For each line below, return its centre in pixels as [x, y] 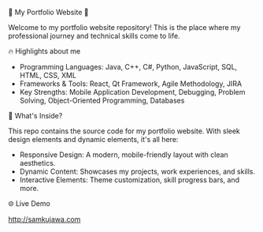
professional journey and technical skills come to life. [94, 36]
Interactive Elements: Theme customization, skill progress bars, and [130, 180]
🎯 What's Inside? [35, 116]
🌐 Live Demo [30, 204]
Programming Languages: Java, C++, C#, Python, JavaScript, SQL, [128, 67]
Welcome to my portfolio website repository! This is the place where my [124, 27]
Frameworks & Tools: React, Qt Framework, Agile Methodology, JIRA [131, 84]
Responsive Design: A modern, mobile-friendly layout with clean [124, 155]
